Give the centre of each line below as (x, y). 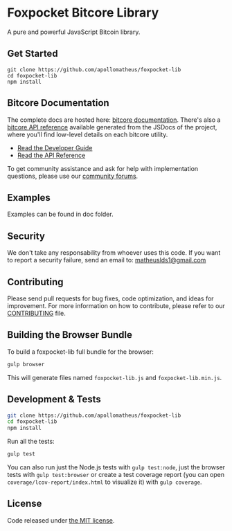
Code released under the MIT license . (61, 520)
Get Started (33, 54)
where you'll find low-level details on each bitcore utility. (88, 134)
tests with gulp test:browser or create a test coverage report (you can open (116, 475)
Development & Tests (54, 399)
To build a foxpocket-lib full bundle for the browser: (81, 352)
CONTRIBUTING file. (36, 313)
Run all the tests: (31, 442)
